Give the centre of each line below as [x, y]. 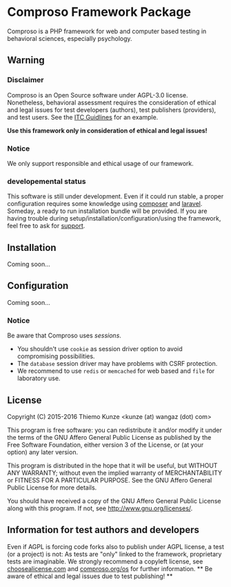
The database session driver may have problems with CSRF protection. [117, 364]
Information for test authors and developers [103, 530]
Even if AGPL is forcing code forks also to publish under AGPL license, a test [115, 546]
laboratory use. [39, 378]
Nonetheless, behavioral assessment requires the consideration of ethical [112, 102]
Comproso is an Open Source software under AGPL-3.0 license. [98, 95]
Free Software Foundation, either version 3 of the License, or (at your [106, 445]
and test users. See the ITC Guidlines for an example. [83, 117]
